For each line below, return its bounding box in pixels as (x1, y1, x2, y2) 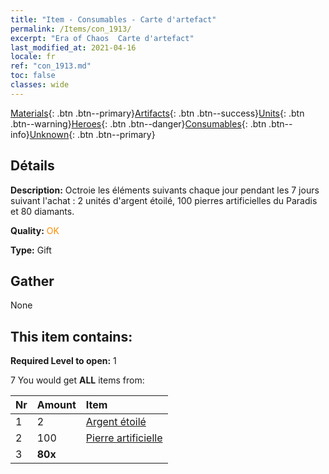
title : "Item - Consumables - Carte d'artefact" (10, 14, 217, 25)
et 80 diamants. (10, 205, 75, 217)
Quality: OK (10, 224, 60, 236)
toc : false (10, 71, 56, 81)
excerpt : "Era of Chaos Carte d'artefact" (10, 33, 195, 43)
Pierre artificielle (85, 431, 163, 445)
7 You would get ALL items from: (10, 374, 145, 386)
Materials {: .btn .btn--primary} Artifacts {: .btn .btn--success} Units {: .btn (10, 107, 305, 119)
